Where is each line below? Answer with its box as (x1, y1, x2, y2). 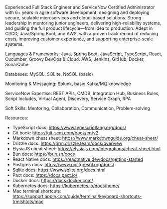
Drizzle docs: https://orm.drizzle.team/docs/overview (12, 140, 123, 146)
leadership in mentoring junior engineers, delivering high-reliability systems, (5, 20, 162, 26)
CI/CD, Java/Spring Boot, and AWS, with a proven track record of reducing (5, 31, 159, 36)
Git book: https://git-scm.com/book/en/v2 (12, 130, 99, 136)
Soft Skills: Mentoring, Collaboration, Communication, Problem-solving (5, 105, 151, 111)
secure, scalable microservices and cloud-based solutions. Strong (5, 15, 142, 20)
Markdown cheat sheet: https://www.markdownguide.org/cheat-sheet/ (12, 135, 159, 141)
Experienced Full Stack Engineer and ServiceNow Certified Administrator (5, 4, 155, 10)
